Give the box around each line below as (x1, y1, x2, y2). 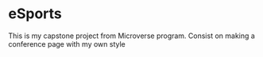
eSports (8, 5, 62, 23)
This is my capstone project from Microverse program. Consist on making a (8, 31, 256, 40)
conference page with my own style (8, 39, 126, 48)
